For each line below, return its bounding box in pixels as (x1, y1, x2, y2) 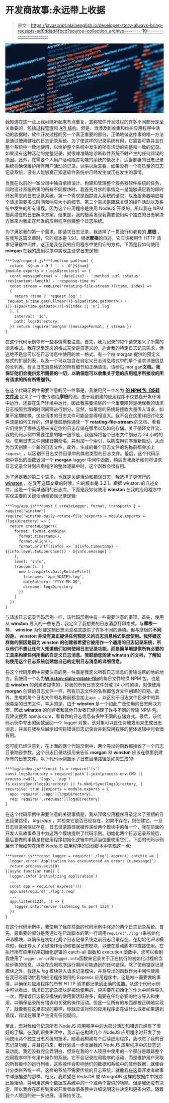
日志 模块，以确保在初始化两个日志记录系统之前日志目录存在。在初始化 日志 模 (5, 936, 164, 943)
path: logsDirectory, (14, 319, 59, 324)
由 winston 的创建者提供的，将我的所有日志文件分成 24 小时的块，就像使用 (5, 682, 161, 688)
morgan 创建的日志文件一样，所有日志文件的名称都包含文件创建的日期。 (5, 688, 155, 694)
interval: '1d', (14, 314, 49, 319)
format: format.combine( (14, 529, 66, 534)
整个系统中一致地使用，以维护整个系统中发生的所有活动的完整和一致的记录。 (5, 144, 164, 150)
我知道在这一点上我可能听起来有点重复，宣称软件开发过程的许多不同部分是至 (5, 119, 164, 125)
